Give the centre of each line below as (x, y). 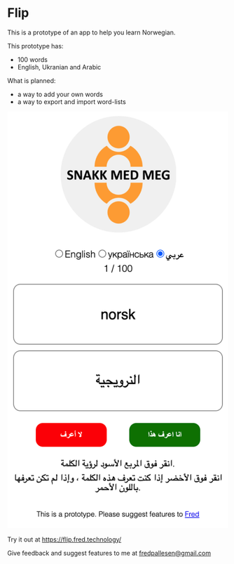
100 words (32, 59)
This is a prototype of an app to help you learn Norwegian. (91, 32)
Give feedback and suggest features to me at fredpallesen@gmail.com (109, 553)
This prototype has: (35, 46)
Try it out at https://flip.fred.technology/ (64, 539)
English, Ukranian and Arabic (59, 67)
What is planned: (32, 80)
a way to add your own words (60, 94)
